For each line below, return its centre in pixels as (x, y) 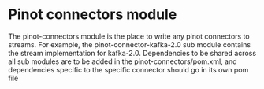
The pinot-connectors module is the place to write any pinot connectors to (129, 36)
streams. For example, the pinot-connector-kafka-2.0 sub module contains (129, 44)
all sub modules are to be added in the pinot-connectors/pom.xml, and (123, 61)
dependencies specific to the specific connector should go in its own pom (128, 69)
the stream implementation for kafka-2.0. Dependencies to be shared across (132, 53)
